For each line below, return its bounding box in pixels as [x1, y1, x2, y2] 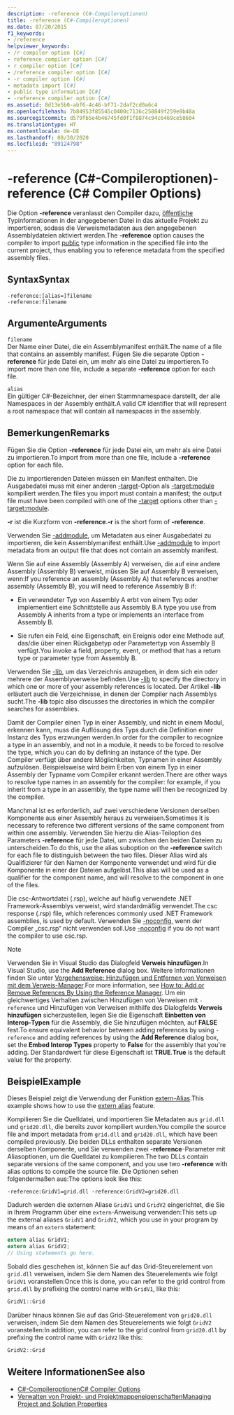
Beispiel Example [7, 1075, 82, 1087]
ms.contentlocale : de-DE [7, 128, 80, 135]
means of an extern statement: [7, 1223, 96, 1231]
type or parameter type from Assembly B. [17, 653, 138, 662]
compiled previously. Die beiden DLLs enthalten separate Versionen [7, 1137, 203, 1146]
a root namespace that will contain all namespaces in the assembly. [7, 406, 201, 415]
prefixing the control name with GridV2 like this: [7, 1333, 143, 1341]
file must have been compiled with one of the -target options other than [7, 496, 213, 505]
